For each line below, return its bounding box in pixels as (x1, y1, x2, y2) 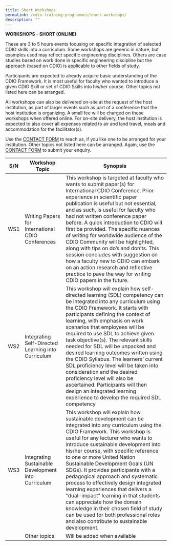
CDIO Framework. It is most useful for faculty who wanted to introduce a (5, 78, 158, 85)
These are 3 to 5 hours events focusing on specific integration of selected (5, 41, 161, 47)
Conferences (25, 238, 56, 246)
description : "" (5, 17, 40, 22)
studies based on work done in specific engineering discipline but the (5, 57, 153, 64)
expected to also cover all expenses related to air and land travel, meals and (5, 121, 166, 127)
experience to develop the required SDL (66, 394, 161, 401)
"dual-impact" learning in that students (66, 492, 160, 499)
